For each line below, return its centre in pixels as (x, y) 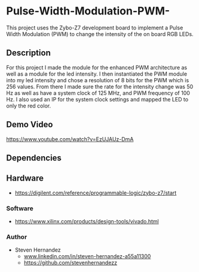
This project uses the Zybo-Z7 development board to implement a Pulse (95, 28)
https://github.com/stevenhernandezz (71, 263)
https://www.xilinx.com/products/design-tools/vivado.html (87, 222)
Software (20, 208)
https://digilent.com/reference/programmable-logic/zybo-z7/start (96, 193)
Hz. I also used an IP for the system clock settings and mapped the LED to (97, 99)
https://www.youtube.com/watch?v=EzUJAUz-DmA (70, 139)
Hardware (25, 178)
